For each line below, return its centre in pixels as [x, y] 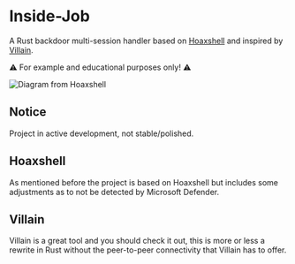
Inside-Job [49, 16]
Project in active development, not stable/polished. [102, 133]
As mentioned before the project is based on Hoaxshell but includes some [144, 182]
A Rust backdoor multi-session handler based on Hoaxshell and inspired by [146, 41]
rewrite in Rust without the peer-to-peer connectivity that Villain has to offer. [148, 250]
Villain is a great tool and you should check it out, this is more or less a [137, 241]
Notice [28, 112]
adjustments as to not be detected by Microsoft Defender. [114, 192]
